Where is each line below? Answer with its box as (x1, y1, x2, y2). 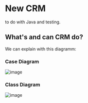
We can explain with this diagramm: (5, 46, 76, 51)
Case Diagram (5, 58, 39, 65)
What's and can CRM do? (5, 33, 84, 41)
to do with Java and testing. (5, 19, 61, 25)
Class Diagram (5, 81, 40, 88)
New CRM (5, 3, 46, 14)
